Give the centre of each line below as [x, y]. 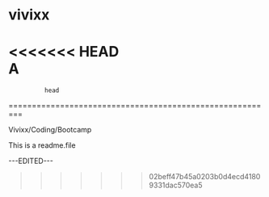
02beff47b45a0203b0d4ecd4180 [205, 177]
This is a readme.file [42, 145]
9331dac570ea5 [176, 185]
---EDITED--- [31, 161]
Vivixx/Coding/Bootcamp [50, 130]
